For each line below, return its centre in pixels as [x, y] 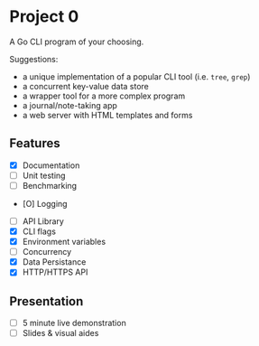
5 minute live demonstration [74, 323]
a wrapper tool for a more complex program [104, 96]
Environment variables [64, 242]
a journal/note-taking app [69, 105]
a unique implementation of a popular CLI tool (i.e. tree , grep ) [136, 76]
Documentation [51, 165]
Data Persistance [54, 262]
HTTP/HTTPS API [55, 272]
